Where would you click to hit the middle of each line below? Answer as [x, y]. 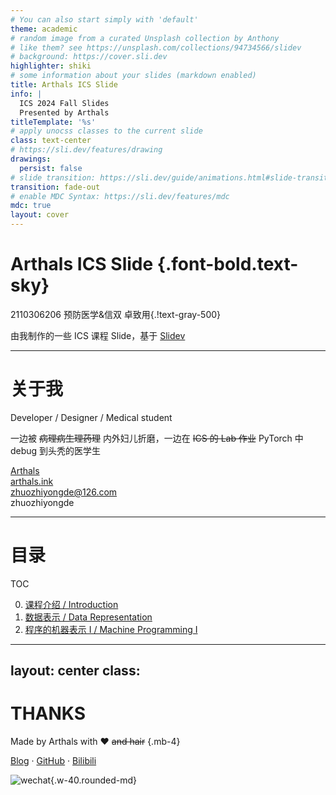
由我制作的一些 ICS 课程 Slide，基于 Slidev [98, 335]
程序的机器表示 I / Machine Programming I [111, 629]
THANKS [48, 713]
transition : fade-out [55, 187]
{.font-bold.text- [227, 264]
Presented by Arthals [64, 112]
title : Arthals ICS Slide [64, 85]
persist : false [51, 168]
